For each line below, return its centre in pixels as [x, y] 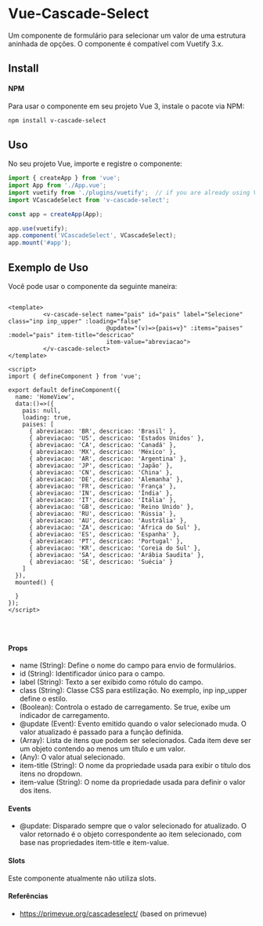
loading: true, [47, 418]
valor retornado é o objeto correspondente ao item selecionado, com [131, 834]
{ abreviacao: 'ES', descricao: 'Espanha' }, [104, 535]
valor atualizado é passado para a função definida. [101, 732]
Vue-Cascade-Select [79, 14]
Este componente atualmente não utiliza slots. [82, 878]
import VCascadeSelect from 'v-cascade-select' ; [89, 200]
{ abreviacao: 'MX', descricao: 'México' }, [103, 452]
